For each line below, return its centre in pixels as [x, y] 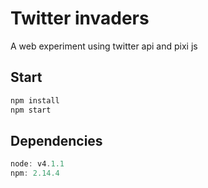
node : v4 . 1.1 [37, 164]
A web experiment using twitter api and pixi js [104, 46]
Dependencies [56, 140]
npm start [31, 110]
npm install [35, 100]
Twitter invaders [80, 18]
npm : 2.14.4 [35, 173]
